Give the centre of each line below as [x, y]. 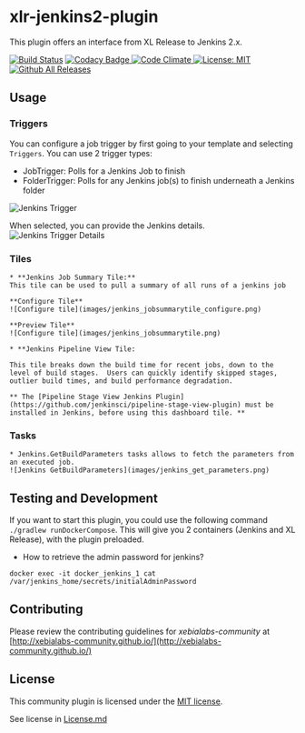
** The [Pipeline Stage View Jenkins [81, 397]
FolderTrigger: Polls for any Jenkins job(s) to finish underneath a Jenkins [158, 180]
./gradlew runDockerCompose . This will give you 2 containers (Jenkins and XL [152, 530]
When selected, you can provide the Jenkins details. [108, 226]
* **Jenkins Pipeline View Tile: [73, 349]
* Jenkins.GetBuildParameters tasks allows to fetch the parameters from [152, 455]
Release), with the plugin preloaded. [77, 539]
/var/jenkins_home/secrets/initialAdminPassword [103, 582]
